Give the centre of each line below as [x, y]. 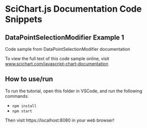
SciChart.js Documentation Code [73, 9]
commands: [17, 96]
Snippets [24, 19]
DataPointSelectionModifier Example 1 [65, 37]
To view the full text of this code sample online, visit [57, 59]
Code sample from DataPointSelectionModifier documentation [68, 49]
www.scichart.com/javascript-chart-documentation [57, 64]
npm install [24, 106]
